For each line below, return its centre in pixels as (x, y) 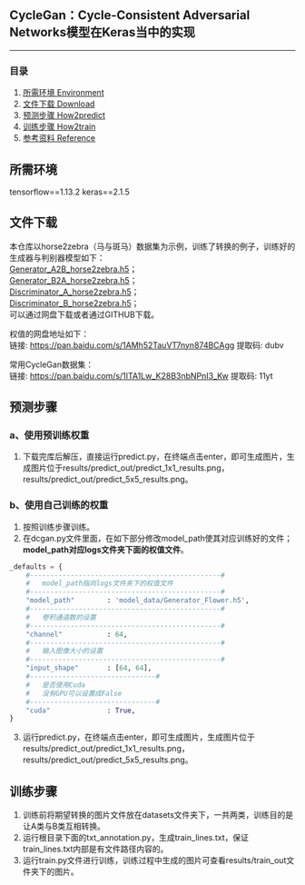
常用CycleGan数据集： (51, 364)
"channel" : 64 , (77, 634)
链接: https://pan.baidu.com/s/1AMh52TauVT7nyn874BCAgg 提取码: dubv (147, 345)
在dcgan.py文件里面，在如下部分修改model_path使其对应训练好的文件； (157, 538)
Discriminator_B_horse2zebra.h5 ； (74, 303)
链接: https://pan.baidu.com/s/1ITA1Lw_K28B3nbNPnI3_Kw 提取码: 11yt (141, 375)
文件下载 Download (59, 104)
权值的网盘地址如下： (49, 333)
